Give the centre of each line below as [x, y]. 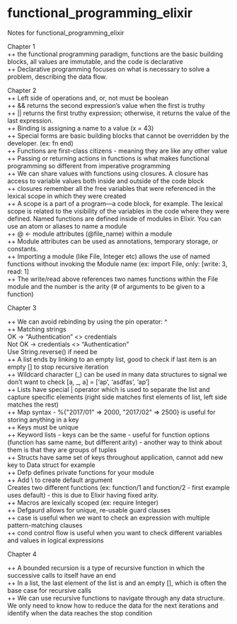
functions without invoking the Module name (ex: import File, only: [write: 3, [117, 263]
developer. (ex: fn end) [41, 143]
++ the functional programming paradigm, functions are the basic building [115, 54]
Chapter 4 [22, 554]
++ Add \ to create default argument [60, 480]
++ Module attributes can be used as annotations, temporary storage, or [113, 241]
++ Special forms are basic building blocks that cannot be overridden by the [118, 136]
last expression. [30, 120]
